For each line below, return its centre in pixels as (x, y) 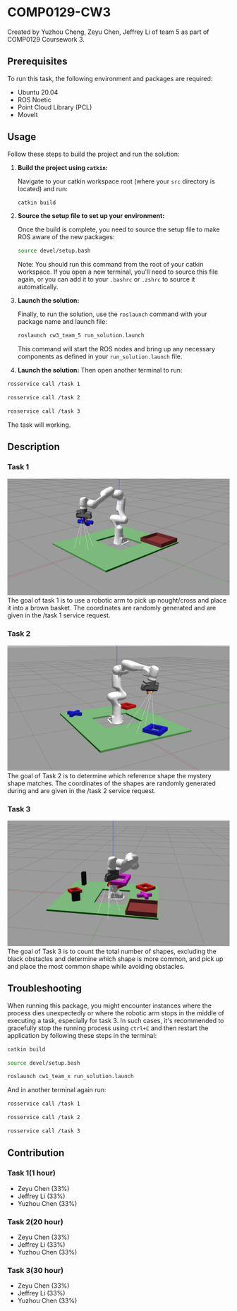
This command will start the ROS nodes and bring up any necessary (116, 349)
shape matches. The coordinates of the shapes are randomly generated (112, 783)
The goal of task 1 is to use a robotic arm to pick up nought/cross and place (117, 600)
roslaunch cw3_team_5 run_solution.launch (81, 336)
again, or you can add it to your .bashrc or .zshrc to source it (106, 279)
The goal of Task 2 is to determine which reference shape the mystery (109, 776)
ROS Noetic (34, 99)
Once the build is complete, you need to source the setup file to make (119, 229)
